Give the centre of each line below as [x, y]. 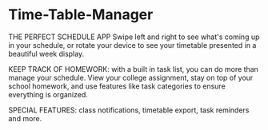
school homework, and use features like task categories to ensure [117, 86]
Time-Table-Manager [81, 15]
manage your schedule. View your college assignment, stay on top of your [131, 77]
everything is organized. [48, 94]
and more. [25, 118]
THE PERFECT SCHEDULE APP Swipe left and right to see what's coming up [134, 37]
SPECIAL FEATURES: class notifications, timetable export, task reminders [129, 110]
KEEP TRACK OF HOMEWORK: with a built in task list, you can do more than [133, 69]
